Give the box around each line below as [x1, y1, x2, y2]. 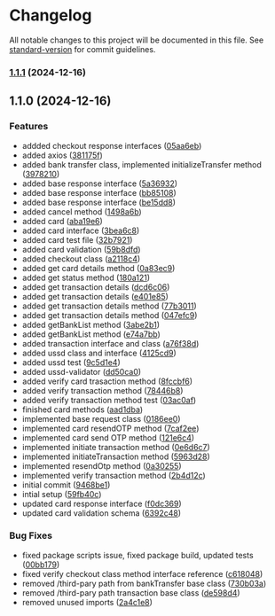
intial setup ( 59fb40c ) [21, 488, 102, 499]
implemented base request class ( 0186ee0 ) [21, 413, 181, 424]
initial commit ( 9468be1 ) [21, 480, 111, 490]
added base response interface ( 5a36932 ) [21, 178, 178, 189]
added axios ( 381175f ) [21, 150, 104, 160]
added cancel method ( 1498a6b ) [21, 206, 142, 217]
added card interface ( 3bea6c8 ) [21, 225, 140, 236]
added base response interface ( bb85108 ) [21, 187, 177, 198]
